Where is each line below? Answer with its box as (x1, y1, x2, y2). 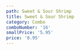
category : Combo (6, 19, 46, 25)
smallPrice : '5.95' (6, 30, 54, 36)
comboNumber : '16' (6, 24, 51, 30)
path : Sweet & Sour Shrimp (6, 8, 72, 14)
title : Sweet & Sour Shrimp (6, 14, 75, 20)
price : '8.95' (6, 35, 41, 41)
